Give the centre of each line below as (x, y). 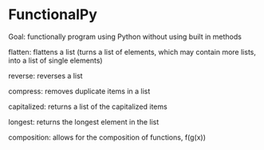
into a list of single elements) (55, 60)
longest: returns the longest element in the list (84, 121)
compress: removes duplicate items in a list (79, 91)
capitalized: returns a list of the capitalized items (88, 106)
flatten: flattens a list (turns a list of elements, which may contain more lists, (132, 52)
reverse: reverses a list (45, 75)
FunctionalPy (53, 15)
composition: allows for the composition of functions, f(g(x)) (107, 137)
